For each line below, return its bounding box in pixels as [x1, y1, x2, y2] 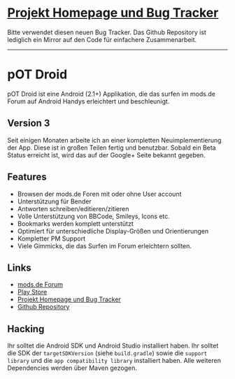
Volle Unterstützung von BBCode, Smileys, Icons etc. [17, 212, 170, 220]
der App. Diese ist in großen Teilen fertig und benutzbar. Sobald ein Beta [7, 143, 216, 152]
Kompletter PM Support [17, 234, 86, 243]
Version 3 [7, 117, 50, 129]
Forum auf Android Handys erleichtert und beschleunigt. [7, 96, 170, 106]
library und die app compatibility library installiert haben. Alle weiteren [7, 357, 222, 365]
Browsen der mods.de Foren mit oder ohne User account [17, 189, 182, 198]
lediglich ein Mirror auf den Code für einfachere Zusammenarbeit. [7, 35, 197, 43]
